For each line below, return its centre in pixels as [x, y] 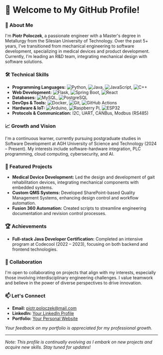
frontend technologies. [35, 249]
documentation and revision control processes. [59, 214]
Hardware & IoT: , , [56, 108]
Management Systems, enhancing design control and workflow [75, 198]
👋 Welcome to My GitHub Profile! [72, 10]
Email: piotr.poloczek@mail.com [44, 308]
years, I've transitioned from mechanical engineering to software [70, 46]
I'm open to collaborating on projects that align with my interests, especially [81, 272]
